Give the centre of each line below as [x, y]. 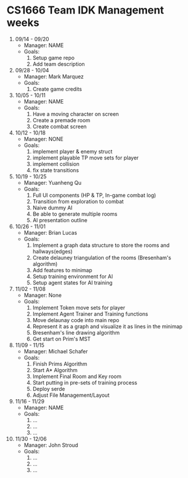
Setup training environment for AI [73, 276]
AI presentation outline [60, 220]
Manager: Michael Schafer [56, 351]
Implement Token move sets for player [79, 307]
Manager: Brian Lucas [50, 232]
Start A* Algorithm [55, 370]
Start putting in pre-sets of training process [85, 382]
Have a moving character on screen [76, 114]
